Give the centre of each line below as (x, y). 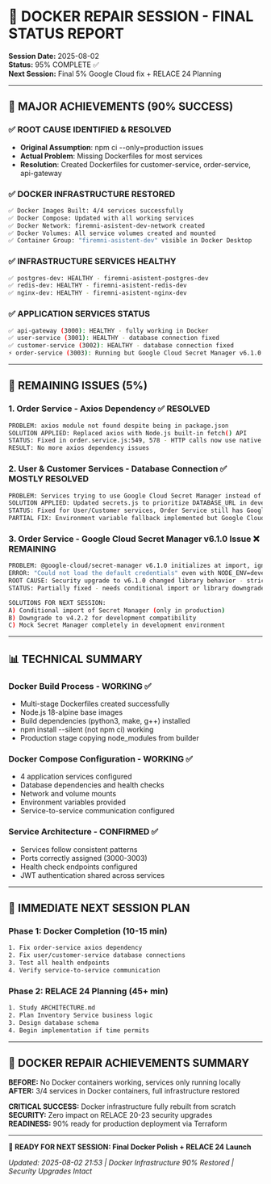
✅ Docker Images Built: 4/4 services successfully (96, 210)
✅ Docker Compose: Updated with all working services (102, 218)
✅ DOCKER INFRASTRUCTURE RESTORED (92, 194)
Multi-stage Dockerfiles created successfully (95, 703)
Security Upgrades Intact (50, 1171)
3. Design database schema (54, 1022)
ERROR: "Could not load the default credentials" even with (112, 573)
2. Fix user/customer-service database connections (97, 955)
